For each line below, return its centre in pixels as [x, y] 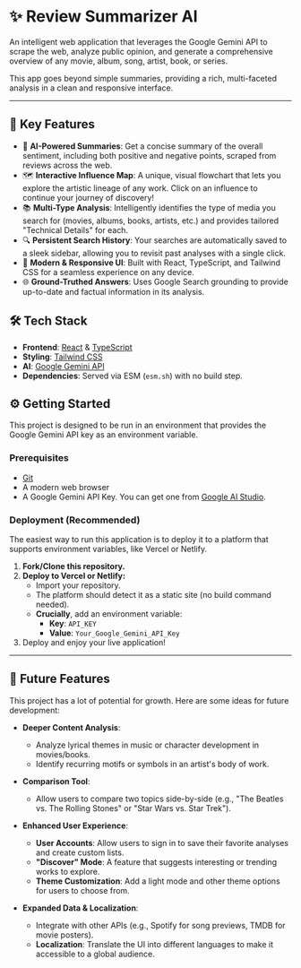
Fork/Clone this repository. [73, 566]
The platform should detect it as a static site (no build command [153, 594]
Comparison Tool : [56, 781]
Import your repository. [78, 585]
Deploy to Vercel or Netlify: [73, 575]
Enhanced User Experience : [75, 825]
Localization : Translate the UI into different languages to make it [155, 944]
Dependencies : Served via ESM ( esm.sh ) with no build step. [133, 376]
